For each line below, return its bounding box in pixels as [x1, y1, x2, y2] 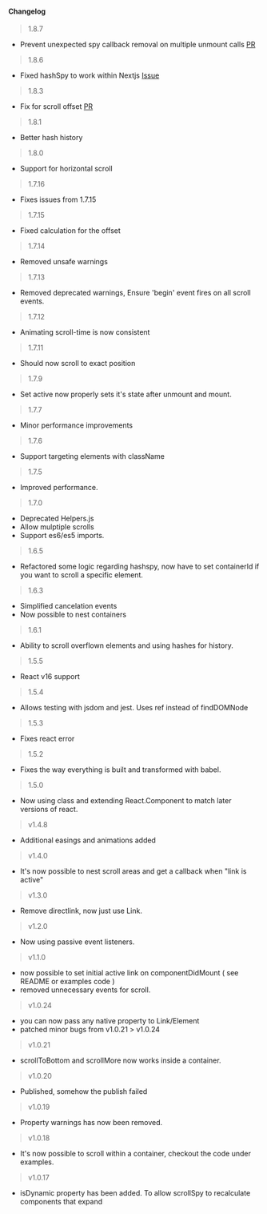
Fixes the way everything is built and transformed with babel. [19, 765, 221, 774]
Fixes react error [19, 734, 75, 744]
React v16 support [19, 672, 80, 681]
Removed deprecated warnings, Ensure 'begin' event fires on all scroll [19, 288, 251, 298]
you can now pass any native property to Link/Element [19, 1016, 200, 1026]
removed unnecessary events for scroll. [19, 985, 151, 995]
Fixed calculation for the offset [19, 226, 122, 235]
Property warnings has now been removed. [19, 1118, 163, 1128]
